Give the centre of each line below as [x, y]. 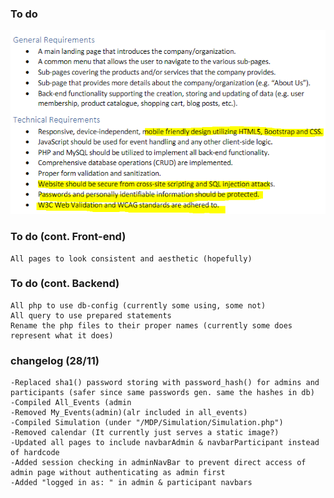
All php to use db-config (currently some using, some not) [138, 305]
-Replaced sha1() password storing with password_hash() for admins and [165, 383]
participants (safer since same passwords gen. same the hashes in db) [162, 393]
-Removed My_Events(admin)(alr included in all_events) [129, 413]
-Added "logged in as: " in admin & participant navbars [131, 483]
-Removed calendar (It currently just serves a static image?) [145, 433]
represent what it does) [62, 335]
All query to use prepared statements [91, 315]
